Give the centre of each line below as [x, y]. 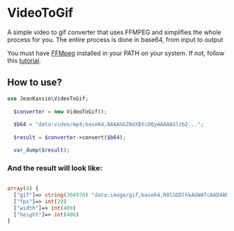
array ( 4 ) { [23, 189]
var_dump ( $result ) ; [42, 150]
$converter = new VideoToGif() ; [61, 112]
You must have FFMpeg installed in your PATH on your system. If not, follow [116, 53]
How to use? [35, 83]
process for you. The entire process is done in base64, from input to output [115, 39]
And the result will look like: [55, 167]
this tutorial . [24, 60]
